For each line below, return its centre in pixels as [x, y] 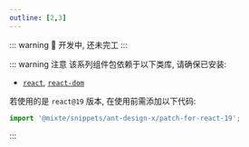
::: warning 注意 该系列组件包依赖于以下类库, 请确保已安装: [118, 64]
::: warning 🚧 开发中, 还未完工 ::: [69, 44]
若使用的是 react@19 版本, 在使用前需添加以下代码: [103, 101]
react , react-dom [53, 82]
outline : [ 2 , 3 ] [38, 18]
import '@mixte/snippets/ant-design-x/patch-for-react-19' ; [125, 118]
